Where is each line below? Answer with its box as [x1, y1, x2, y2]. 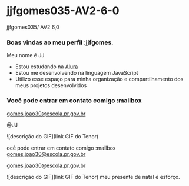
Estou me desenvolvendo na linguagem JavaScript [15, 69, 138, 77]
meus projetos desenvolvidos [15, 82, 87, 89]
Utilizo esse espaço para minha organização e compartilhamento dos [15, 75, 184, 83]
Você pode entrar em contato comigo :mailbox [6, 97, 142, 105]
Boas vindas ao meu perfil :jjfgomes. [6, 38, 114, 46]
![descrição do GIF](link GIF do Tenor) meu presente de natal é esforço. [6, 173, 180, 180]
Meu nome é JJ [6, 52, 45, 59]
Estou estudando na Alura [15, 63, 78, 70]
